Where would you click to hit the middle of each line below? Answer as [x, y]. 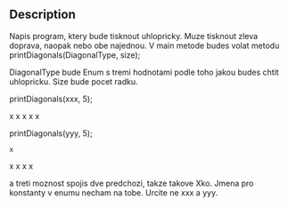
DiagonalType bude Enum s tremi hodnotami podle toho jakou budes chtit [144, 72]
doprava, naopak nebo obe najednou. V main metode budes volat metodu [144, 45]
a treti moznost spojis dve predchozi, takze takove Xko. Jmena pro [132, 183]
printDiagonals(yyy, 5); [51, 133]
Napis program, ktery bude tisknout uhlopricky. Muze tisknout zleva [134, 36]
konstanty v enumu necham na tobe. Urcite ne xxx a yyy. [114, 192]
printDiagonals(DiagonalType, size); [75, 55]
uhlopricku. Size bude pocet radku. [74, 81]
